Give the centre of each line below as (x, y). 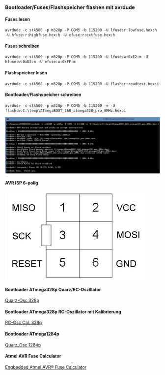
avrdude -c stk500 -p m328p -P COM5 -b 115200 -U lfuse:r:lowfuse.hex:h (81, 30)
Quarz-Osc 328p (22, 300)
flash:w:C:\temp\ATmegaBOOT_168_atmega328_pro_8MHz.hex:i (66, 110)
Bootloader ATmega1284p (32, 334)
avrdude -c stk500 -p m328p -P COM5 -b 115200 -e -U (60, 106)
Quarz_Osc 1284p (23, 345)
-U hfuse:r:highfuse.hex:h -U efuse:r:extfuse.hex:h (60, 35)
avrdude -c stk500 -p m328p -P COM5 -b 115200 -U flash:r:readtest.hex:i (82, 84)
